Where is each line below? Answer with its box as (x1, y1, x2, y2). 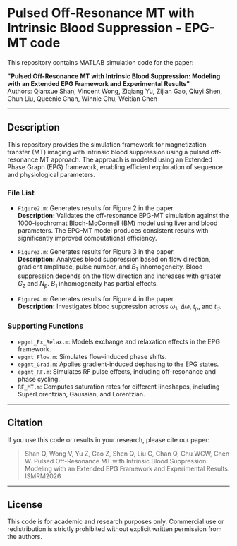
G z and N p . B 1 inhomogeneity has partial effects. (17, 279, 159, 289)
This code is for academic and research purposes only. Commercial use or (7, 517, 224, 526)
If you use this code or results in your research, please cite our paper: (7, 435, 210, 444)
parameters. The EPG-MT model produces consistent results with (17, 226, 209, 235)
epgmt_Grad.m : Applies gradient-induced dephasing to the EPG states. (17, 360, 219, 368)
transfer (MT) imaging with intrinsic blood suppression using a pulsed (7, 147, 209, 156)
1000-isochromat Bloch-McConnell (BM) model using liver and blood (17, 219, 218, 227)
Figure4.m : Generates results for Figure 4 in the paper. (17, 294, 175, 303)
